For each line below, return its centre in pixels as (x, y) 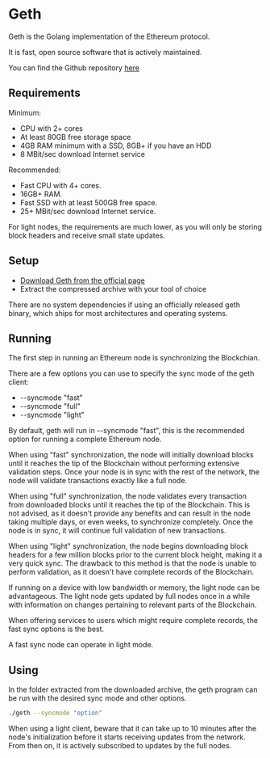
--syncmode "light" (52, 415)
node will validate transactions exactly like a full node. (98, 481)
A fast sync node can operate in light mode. (81, 645)
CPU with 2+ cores (51, 128)
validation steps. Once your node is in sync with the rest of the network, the (134, 472)
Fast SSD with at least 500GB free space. (89, 202)
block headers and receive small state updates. (87, 235)
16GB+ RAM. (41, 194)
